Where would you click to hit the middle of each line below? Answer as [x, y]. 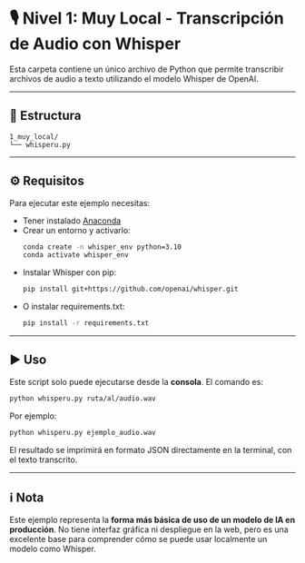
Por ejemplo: [33, 416]
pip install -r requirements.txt [86, 323]
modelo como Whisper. [53, 549]
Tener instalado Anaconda [72, 221]
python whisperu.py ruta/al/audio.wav [83, 398]
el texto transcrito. [44, 459]
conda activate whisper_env [75, 255]
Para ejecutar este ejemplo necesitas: [80, 202]
